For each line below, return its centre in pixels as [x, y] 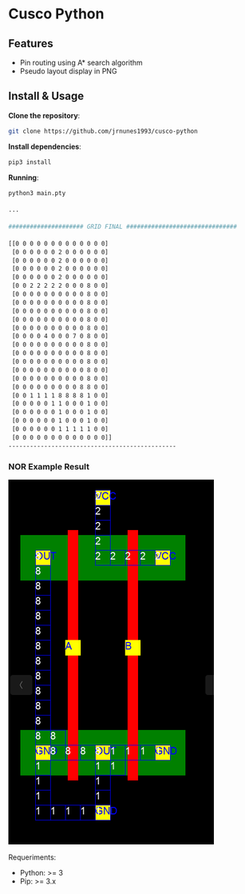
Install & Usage [46, 96]
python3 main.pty [37, 193]
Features [31, 44]
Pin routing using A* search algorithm [81, 62]
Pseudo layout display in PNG [68, 71]
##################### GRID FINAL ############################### [123, 227]
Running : [24, 178]
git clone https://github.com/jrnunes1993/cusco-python [103, 131]
